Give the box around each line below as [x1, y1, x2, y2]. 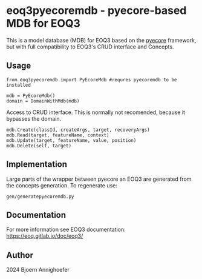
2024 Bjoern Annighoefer [6, 266, 70, 274]
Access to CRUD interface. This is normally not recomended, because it [6, 109, 186, 116]
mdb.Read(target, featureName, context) [6, 132, 110, 138]
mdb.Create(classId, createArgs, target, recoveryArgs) [6, 127, 150, 133]
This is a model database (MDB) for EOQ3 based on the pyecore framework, [6, 36, 197, 44]
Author [6, 250, 33, 260]
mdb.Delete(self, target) [6, 143, 71, 149]
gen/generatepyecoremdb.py [6, 193, 74, 200]
